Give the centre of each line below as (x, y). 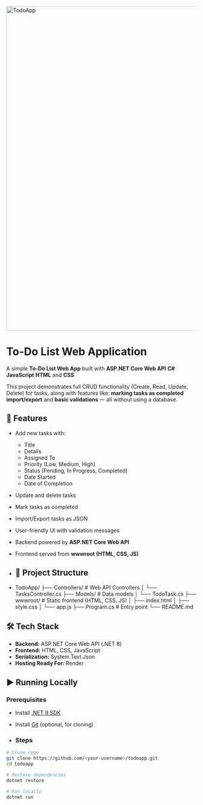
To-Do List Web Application (77, 352)
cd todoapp (20, 764)
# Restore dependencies (36, 775)
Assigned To (40, 458)
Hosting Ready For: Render (49, 663)
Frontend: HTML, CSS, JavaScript (58, 651)
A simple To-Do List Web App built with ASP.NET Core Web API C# (91, 368)
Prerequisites (26, 700)
